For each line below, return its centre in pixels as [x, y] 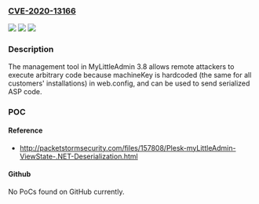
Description [31, 49]
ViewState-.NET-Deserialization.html [79, 156]
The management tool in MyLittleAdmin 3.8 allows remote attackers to [121, 66]
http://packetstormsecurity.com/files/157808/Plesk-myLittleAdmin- [128, 148]
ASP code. [25, 91]
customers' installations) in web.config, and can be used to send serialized [129, 83]
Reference [26, 130]
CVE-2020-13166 [42, 11]
